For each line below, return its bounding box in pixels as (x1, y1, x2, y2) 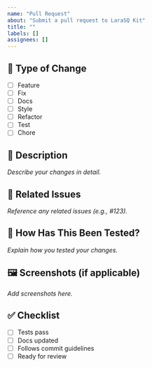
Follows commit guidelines (17, 344, 95, 352)
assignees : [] (7, 36, 49, 44)
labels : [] (7, 29, 39, 37)
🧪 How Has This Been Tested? (7, 227, 140, 239)
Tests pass (17, 328, 49, 337)
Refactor (17, 113, 43, 121)
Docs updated (17, 336, 59, 345)
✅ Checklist (7, 309, 60, 321)
